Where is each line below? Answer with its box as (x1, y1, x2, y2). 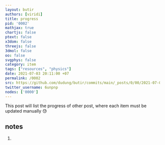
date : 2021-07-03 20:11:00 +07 (5, 71, 69, 76)
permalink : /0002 (5, 76, 41, 81)
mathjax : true (5, 26, 34, 30)
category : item (5, 62, 36, 67)
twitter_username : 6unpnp (5, 85, 58, 90)
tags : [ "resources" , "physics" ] (5, 67, 71, 72)
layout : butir (5, 7, 34, 12)
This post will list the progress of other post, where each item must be (5, 103, 147, 109)
